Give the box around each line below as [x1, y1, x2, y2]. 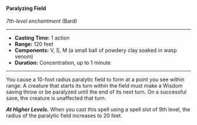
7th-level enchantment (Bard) [6, 18, 77, 25]
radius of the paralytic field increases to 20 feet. [6, 112, 123, 119]
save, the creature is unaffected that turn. [6, 95, 107, 102]
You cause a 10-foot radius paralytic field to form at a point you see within [6, 76, 185, 83]
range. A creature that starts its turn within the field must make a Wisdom [6, 82, 183, 89]
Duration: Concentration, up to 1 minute [14, 59, 111, 67]
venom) [14, 53, 33, 60]
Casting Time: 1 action [14, 34, 70, 41]
